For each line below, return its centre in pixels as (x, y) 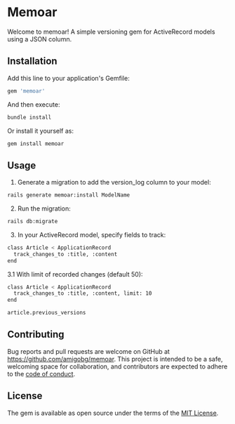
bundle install (29, 117)
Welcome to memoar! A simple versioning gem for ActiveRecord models (111, 32)
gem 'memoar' (26, 91)
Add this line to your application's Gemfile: (68, 78)
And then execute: (34, 104)
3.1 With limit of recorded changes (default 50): (75, 274)
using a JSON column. (40, 39)
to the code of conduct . (41, 373)
